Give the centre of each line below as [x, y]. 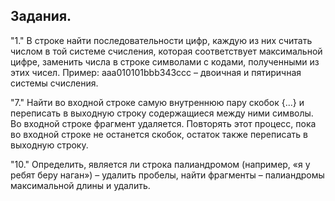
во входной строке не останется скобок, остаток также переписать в [159, 134]
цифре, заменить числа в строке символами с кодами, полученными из [165, 61]
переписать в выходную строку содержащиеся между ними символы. [162, 113]
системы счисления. [54, 83]
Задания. [41, 16]
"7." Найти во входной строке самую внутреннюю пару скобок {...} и [157, 102]
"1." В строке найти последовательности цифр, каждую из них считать [161, 40]
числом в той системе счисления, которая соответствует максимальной [166, 51]
